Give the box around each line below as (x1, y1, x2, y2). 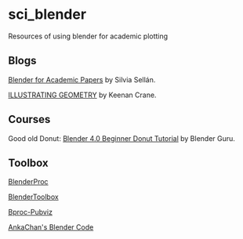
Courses (8, 113, 51, 126)
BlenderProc (8, 177, 49, 186)
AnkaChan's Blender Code (8, 223, 94, 232)
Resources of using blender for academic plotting (8, 31, 169, 41)
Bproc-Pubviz (8, 208, 53, 217)
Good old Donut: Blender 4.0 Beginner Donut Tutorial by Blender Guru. (8, 133, 235, 143)
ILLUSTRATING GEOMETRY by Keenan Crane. (8, 90, 157, 100)
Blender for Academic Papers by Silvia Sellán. (8, 74, 156, 84)
